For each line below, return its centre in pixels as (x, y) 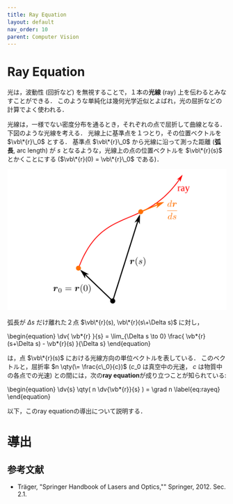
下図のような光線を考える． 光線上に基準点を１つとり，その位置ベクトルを (114, 133)
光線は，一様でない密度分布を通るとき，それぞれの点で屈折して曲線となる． (116, 125)
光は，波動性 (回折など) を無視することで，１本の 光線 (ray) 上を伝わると (111, 92)
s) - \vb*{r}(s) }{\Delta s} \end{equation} (93, 344)
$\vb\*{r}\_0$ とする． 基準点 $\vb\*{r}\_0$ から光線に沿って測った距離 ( (111, 142)
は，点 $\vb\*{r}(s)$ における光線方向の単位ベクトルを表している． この (110, 358)
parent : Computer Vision (43, 37)
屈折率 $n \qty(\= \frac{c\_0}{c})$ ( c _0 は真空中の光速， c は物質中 (127, 367)
